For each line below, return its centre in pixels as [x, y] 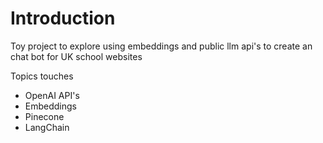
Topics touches [42, 76]
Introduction [63, 18]
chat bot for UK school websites [76, 56]
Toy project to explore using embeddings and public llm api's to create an [161, 46]
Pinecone [44, 116]
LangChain [47, 127]
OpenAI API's [52, 95]
